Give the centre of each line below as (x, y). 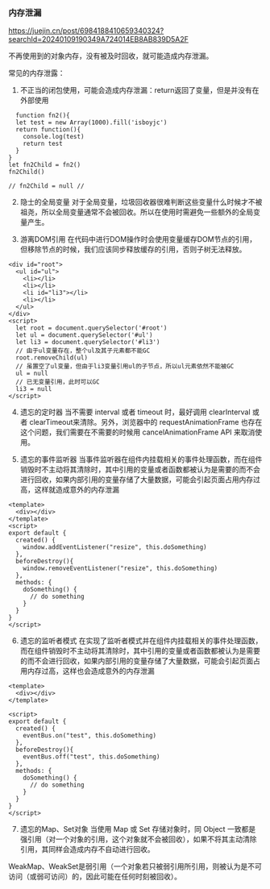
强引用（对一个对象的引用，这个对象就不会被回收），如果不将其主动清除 (138, 839)
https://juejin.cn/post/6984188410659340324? (86, 31)
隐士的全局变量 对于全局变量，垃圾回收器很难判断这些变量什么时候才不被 (141, 202)
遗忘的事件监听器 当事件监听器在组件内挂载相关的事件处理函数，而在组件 (141, 459)
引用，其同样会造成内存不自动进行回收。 (87, 850)
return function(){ (48, 130)
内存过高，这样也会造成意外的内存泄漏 (91, 671)
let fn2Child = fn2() (45, 165)
